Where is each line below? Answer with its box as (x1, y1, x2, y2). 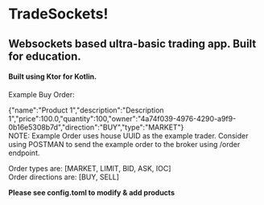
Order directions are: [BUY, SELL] (8, 172, 119, 182)
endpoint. (8, 148, 40, 158)
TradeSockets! (8, 5, 109, 23)
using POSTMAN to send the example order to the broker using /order (8, 139, 241, 149)
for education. (8, 49, 82, 63)
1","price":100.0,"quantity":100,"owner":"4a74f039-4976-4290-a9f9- (8, 113, 237, 123)
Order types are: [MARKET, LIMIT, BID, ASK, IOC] (8, 163, 171, 173)
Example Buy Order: (8, 89, 75, 99)
